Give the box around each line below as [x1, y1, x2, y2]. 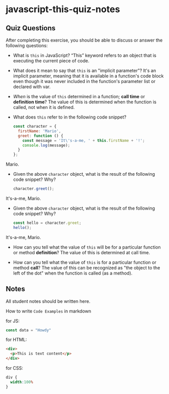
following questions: [6, 43, 48, 49]
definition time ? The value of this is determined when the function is [13, 99, 156, 105]
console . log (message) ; [22, 143, 70, 148]
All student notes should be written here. [6, 298, 91, 304]
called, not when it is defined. [13, 104, 75, 110]
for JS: [6, 318, 20, 324]
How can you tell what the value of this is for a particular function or [13, 259, 156, 265]
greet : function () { [18, 133, 64, 138]
